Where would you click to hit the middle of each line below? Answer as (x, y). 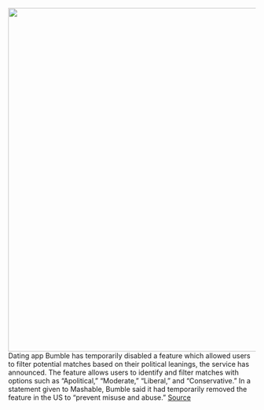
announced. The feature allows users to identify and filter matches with (124, 372)
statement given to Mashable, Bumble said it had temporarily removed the (128, 389)
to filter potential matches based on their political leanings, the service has (129, 364)
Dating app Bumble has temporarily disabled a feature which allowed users (130, 356)
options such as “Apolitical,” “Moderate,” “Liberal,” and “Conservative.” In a (130, 381)
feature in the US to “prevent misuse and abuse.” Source (99, 397)
